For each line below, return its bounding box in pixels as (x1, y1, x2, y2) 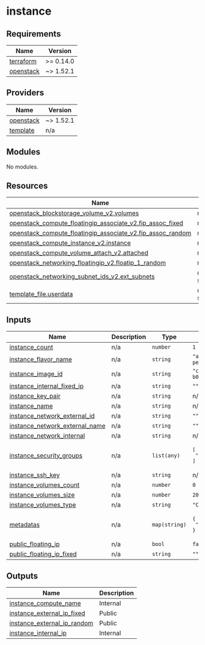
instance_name (9, 402, 53, 410)
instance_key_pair (9, 392, 61, 401)
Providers (6, 87, 45, 98)
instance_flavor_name (9, 355, 72, 364)
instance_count (9, 343, 54, 352)
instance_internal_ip (9, 629, 67, 638)
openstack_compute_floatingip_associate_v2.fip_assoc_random (9, 229, 192, 238)
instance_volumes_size (9, 490, 75, 499)
